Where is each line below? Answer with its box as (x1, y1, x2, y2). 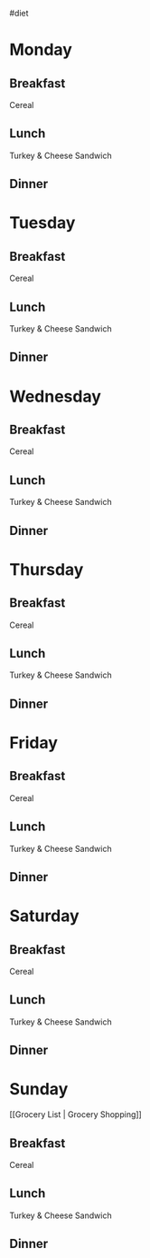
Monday (9, 40, 72, 60)
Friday (9, 733, 59, 753)
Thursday (9, 559, 84, 579)
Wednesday (9, 386, 102, 407)
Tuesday (9, 213, 76, 233)
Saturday (9, 906, 80, 926)
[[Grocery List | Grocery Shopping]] (9, 1109, 142, 1120)
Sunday (9, 1079, 69, 1100)
